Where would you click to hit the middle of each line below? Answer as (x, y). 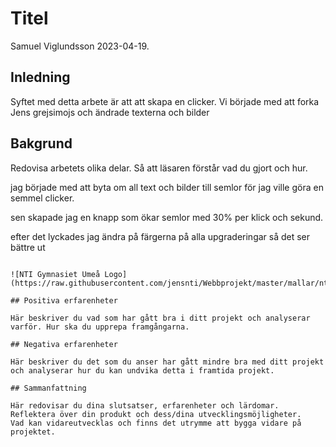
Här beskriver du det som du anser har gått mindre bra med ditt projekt (167, 362)
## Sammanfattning (48, 388)
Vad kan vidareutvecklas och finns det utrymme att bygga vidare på (156, 423)
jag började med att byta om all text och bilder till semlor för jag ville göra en (167, 187)
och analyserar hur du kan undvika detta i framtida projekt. (142, 370)
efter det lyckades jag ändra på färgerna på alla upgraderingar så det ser (160, 236)
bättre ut (28, 247)
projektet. (33, 432)
